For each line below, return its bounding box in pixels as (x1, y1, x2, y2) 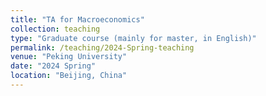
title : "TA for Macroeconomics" (10, 14, 145, 25)
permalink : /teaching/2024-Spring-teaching (10, 42, 195, 53)
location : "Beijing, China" (10, 71, 128, 81)
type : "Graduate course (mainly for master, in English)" (10, 33, 257, 43)
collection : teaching (10, 24, 101, 34)
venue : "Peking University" (10, 52, 128, 62)
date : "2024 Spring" (10, 61, 97, 71)
